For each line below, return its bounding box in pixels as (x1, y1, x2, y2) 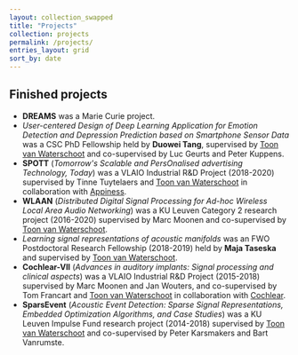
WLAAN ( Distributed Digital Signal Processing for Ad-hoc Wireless (21, 195, 268, 206)
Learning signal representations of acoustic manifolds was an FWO (21, 233, 270, 244)
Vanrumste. (21, 336, 65, 347)
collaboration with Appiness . (21, 185, 127, 196)
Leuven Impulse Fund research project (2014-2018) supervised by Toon (21, 318, 286, 328)
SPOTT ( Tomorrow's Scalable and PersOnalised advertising (21, 157, 243, 169)
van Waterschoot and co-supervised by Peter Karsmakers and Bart (21, 327, 269, 338)
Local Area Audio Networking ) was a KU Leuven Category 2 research (21, 205, 278, 216)
